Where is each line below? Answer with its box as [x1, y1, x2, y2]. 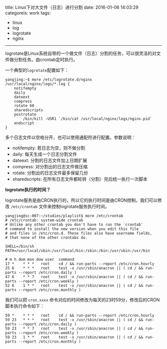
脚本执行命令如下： [5, 303, 45, 309]
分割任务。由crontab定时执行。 [13, 57, 78, 62]
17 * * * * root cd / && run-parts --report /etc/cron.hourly [5, 261, 155, 266]
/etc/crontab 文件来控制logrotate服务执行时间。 [10, 204, 109, 209]
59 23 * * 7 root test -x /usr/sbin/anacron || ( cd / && [5, 326, 143, 331]
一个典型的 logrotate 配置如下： [5, 67, 69, 73]
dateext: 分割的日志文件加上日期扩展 [12, 157, 87, 163]
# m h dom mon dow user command [5, 257, 75, 262]
